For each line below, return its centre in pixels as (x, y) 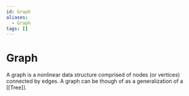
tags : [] (17, 28)
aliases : (17, 17)
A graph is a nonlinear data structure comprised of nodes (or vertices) (93, 75)
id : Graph (19, 12)
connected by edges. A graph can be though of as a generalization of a (95, 81)
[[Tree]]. (17, 88)
